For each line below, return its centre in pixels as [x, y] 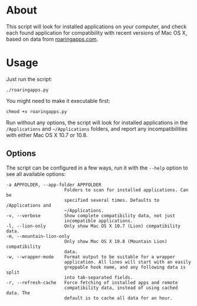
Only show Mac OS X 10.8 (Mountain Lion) [116, 241]
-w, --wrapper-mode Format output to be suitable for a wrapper [91, 257]
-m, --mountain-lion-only [38, 236]
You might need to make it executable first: [58, 101]
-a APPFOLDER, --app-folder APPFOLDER [54, 185]
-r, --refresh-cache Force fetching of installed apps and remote [92, 282]
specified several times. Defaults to [112, 200]
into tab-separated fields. [98, 277]
